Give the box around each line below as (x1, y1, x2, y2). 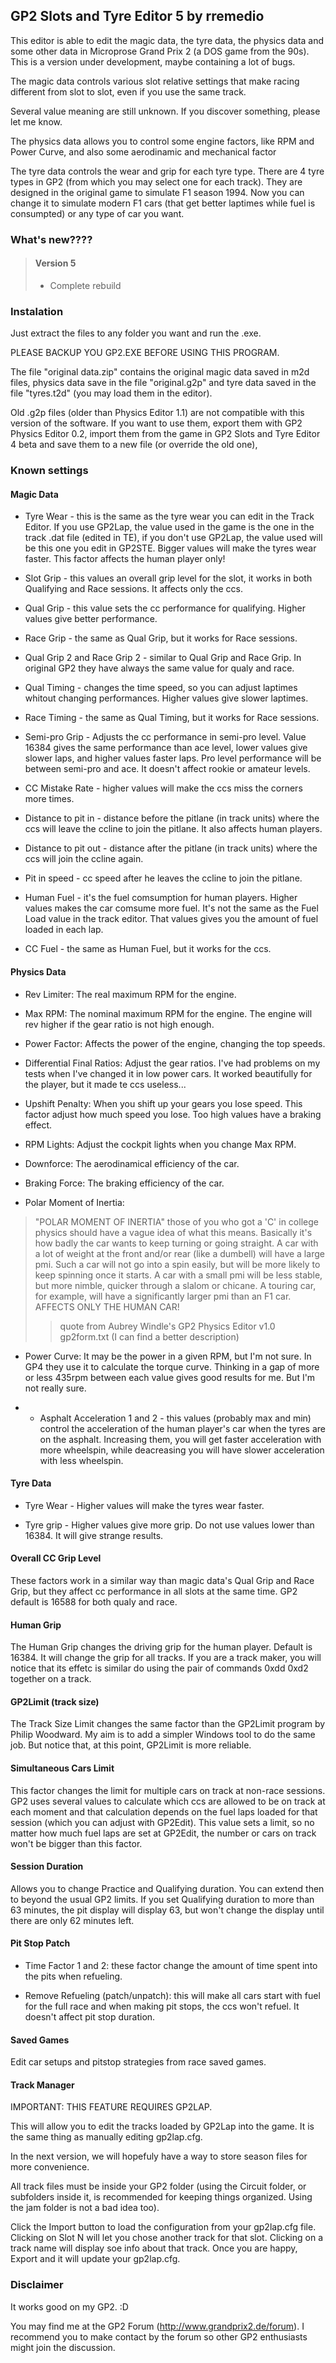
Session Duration (10, 1860, 84, 1873)
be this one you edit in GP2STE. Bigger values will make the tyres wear (24, 542, 317, 554)
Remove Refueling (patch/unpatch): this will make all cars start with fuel (24, 1989, 321, 2001)
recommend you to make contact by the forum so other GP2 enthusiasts (10, 2330, 308, 2343)
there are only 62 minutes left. (10, 1914, 135, 1926)
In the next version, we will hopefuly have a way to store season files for (10, 2150, 308, 2163)
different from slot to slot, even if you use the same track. (10, 85, 247, 98)
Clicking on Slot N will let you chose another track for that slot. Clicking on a (10, 2232, 324, 2244)
